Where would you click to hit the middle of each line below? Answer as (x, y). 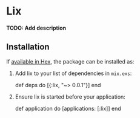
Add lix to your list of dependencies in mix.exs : (73, 73)
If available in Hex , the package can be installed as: (70, 61)
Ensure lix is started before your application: (70, 97)
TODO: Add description (36, 28)
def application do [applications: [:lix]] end (68, 108)
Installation (28, 47)
